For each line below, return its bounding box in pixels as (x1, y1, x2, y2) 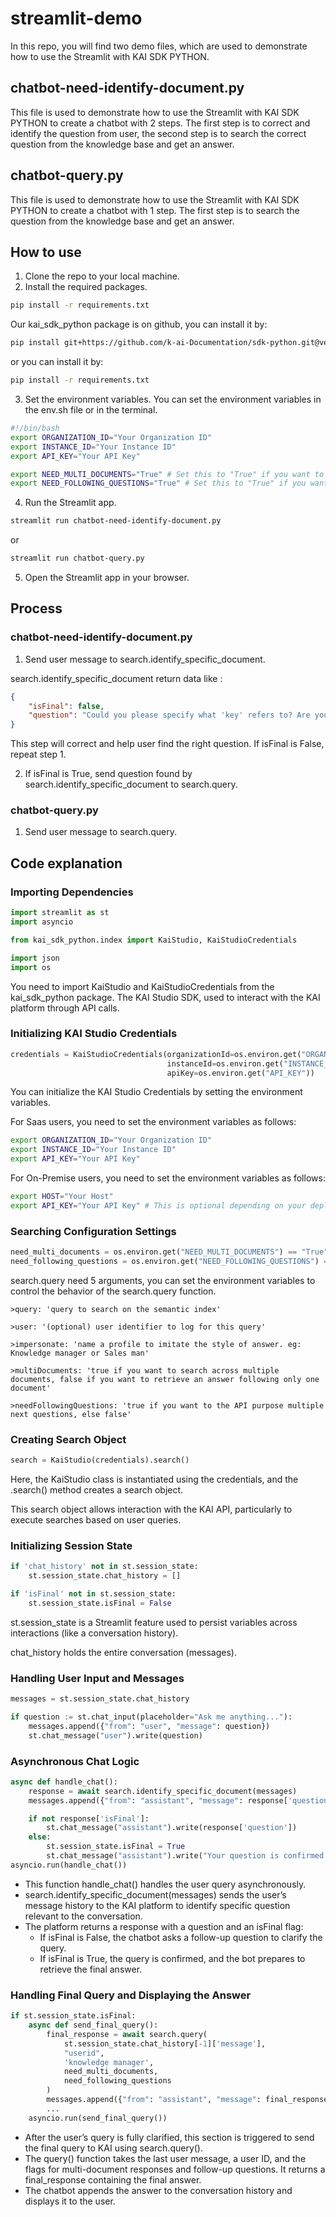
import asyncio (10, 917, 74, 927)
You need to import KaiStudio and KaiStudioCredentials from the (10, 980, 275, 992)
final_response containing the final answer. (24, 2173, 202, 2186)
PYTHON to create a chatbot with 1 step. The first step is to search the (10, 204, 300, 216)
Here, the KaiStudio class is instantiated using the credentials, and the (10, 1473, 299, 1486)
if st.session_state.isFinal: (10, 2011, 137, 2021)
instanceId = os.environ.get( (166, 1058, 284, 1069)
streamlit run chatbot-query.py (10, 553, 145, 564)
